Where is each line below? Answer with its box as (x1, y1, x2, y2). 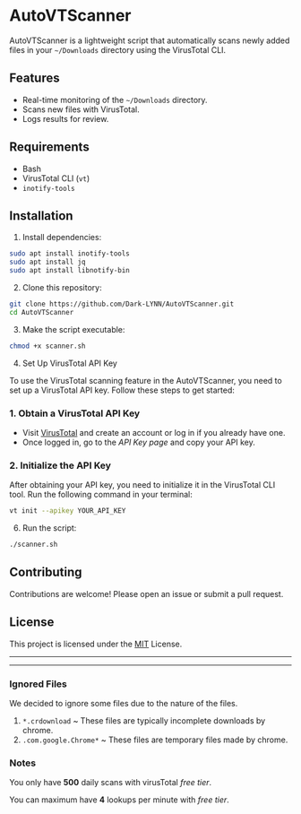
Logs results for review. (21, 113, 109, 124)
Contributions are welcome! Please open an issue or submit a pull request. (9, 588, 284, 599)
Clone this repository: (21, 282, 102, 292)
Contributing (9, 565, 82, 580)
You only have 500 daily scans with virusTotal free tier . (9, 777, 212, 788)
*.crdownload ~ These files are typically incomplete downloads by (21, 714, 266, 726)
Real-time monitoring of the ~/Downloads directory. (21, 94, 208, 105)
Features (9, 71, 60, 86)
